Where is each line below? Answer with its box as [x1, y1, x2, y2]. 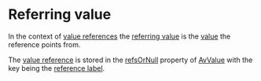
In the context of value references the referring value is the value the [8, 31, 231, 41]
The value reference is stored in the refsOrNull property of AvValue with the [8, 55, 253, 64]
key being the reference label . [8, 63, 105, 72]
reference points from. [8, 39, 81, 49]
